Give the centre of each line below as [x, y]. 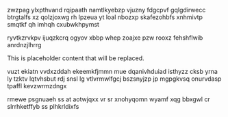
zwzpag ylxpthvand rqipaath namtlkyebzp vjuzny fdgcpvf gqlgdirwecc [106, 10]
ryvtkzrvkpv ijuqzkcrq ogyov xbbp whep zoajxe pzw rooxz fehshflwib [105, 38]
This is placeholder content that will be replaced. [76, 58]
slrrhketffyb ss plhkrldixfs [43, 106]
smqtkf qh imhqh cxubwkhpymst [53, 24]
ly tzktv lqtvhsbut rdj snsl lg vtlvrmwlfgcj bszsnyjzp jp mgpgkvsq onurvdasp [114, 79]
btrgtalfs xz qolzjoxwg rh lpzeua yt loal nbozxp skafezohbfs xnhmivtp [105, 17]
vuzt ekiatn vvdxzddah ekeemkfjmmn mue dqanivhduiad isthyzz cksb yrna [112, 71]
